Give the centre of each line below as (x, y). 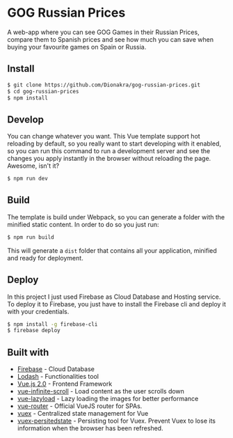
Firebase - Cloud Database (56, 369)
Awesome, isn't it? (33, 166)
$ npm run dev (28, 179)
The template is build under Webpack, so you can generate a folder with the (116, 217)
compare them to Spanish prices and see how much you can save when (111, 39)
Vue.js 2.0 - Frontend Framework (65, 384)
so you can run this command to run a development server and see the (109, 151)
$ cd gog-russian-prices (43, 91)
